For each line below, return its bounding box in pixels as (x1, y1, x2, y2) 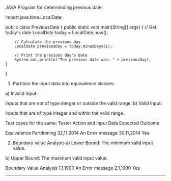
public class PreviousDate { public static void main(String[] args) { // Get (5, 24, 157, 30)
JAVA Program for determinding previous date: (5, 5, 103, 10)
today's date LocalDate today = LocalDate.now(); (5, 30, 108, 35)
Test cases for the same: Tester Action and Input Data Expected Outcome (5, 120, 160, 126)
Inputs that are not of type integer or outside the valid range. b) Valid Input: (5, 100, 162, 106)
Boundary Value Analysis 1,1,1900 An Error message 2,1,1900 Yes (5, 165, 140, 171)
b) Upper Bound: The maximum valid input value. (5, 155, 108, 161)
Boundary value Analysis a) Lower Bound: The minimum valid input (12, 140, 153, 146)
